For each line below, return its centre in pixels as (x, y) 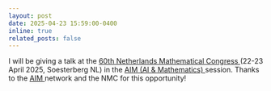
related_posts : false (45, 38)
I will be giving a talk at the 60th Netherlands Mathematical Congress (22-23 (136, 61)
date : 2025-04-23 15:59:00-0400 (63, 23)
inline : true (30, 31)
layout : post (30, 16)
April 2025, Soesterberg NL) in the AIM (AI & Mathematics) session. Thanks (134, 70)
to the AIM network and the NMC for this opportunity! (97, 78)
